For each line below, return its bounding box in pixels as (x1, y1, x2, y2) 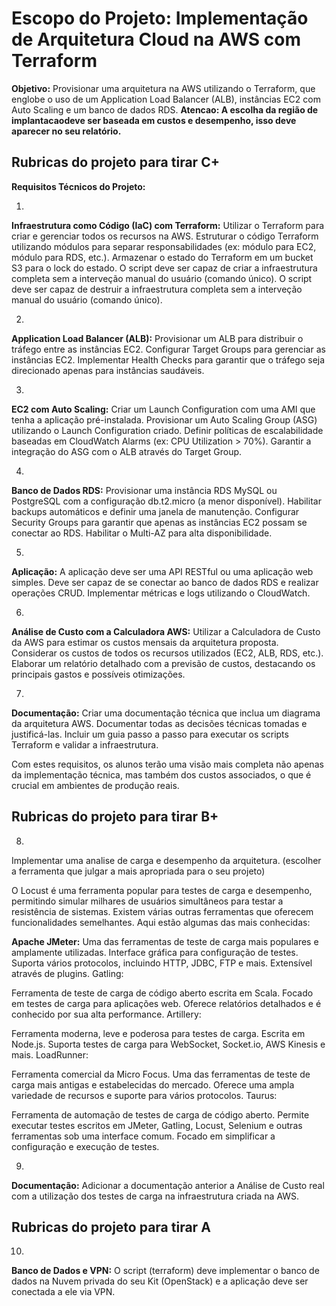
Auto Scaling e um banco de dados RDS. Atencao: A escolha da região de (11, 103, 319, 116)
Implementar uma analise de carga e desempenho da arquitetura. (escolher (11, 854, 322, 866)
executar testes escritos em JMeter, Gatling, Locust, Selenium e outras (11, 1119, 303, 1131)
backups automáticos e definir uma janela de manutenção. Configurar (11, 505, 300, 517)
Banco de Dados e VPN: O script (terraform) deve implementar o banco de (11, 1265, 320, 1277)
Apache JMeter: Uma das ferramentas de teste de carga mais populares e (11, 935, 319, 947)
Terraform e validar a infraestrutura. (11, 738, 159, 751)
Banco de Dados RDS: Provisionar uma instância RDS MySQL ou (11, 484, 278, 496)
